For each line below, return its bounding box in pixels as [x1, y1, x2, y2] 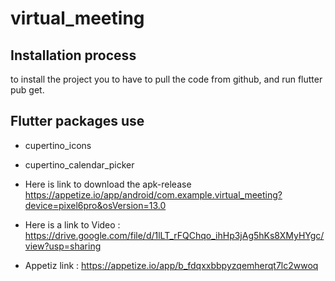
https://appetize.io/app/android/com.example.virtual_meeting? [24, 188, 283, 201]
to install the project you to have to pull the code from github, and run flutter [10, 73, 323, 85]
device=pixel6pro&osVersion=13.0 [24, 199, 167, 211]
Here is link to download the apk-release [24, 178, 192, 190]
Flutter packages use [10, 113, 145, 130]
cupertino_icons [24, 139, 92, 151]
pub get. [10, 84, 45, 96]
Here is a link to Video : [24, 218, 121, 231]
